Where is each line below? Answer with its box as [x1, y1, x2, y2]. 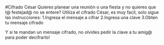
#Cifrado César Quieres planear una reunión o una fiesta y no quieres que [5, 4, 156, 10]
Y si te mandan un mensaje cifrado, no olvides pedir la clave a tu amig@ [5, 29, 153, 35]
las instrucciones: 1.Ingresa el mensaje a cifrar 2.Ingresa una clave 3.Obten [5, 15, 158, 20]
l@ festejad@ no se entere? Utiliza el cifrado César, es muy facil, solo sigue [5, 9, 160, 15]
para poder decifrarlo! [5, 34, 51, 40]
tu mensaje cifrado [5, 20, 44, 25]
